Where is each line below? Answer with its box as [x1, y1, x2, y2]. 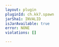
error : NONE [5, 26, 30, 31]
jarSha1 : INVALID [5, 16, 41, 21]
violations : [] [5, 30, 37, 35]
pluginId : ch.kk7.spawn [5, 12, 55, 17]
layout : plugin [5, 7, 37, 12]
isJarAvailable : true [5, 21, 50, 26]
